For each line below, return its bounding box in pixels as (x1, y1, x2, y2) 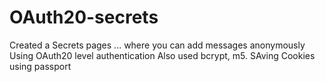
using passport (9, 60, 72, 72)
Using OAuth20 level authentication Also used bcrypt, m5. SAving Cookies (9, 49, 316, 61)
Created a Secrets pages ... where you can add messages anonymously (9, 39, 306, 51)
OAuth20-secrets (9, 6, 159, 29)
